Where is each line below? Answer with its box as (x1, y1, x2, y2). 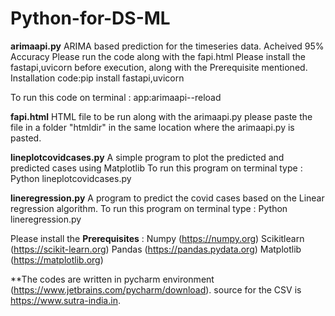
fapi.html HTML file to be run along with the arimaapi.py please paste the (10, 110, 313, 122)
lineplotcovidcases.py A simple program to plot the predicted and (10, 151, 285, 163)
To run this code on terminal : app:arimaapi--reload (10, 91, 222, 103)
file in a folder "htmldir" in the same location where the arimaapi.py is (10, 121, 295, 133)
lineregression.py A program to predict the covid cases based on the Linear (10, 192, 325, 204)
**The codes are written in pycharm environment (10, 273, 215, 285)
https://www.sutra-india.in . (10, 294, 121, 306)
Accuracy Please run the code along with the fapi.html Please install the (10, 50, 306, 62)
